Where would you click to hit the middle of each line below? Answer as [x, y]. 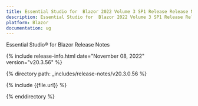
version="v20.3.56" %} [34, 62]
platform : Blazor [27, 22]
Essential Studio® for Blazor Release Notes [58, 45]
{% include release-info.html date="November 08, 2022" [75, 56]
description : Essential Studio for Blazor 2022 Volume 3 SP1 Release [95, 17]
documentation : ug [29, 28]
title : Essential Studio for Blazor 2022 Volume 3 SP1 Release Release [97, 11]
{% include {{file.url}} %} [37, 85]
